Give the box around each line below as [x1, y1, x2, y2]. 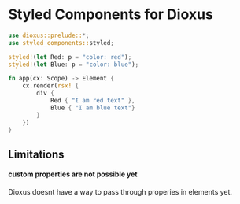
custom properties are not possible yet [8, 169, 138, 179]
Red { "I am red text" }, [50, 97, 135, 105]
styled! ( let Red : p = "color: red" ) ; [8, 53, 132, 61]
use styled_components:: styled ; [8, 39, 114, 46]
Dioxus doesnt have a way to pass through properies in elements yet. [8, 187, 233, 197]
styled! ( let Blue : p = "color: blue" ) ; [8, 61, 139, 69]
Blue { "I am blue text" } [50, 104, 135, 112]
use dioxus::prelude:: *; [8, 32, 90, 39]
